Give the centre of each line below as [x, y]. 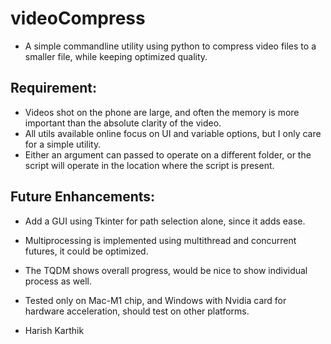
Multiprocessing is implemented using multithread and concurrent [160, 240]
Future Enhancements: [83, 197]
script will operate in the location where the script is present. [149, 165]
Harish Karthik [54, 330]
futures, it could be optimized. [86, 251]
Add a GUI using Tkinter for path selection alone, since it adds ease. [165, 221]
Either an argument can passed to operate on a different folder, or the [168, 154]
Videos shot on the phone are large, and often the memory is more [162, 112]
